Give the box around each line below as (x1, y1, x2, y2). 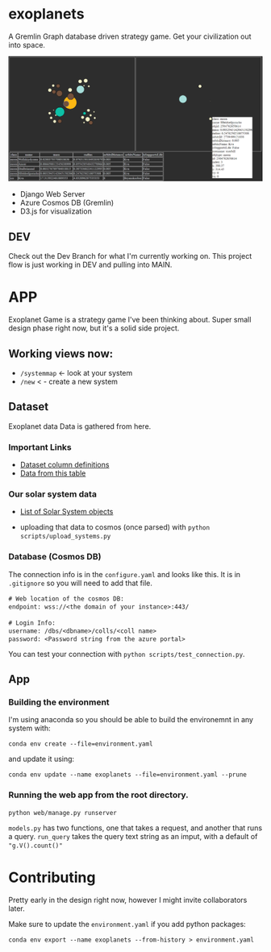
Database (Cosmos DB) (8, 551, 102, 563)
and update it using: (8, 755, 75, 764)
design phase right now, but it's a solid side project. (8, 323, 180, 333)
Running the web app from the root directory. (8, 789, 190, 800)
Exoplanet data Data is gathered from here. (8, 421, 152, 431)
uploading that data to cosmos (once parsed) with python (19, 522, 211, 532)
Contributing (8, 868, 96, 887)
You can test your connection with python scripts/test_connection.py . (8, 649, 245, 659)
